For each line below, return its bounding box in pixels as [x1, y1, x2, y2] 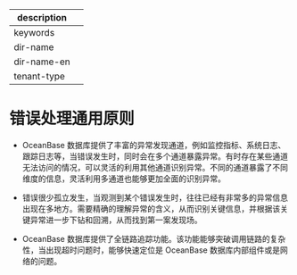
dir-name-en [13, 55, 71, 68]
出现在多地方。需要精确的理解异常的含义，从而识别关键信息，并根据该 [21, 203, 281, 213]
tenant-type [13, 71, 65, 82]
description [17, 12, 67, 23]
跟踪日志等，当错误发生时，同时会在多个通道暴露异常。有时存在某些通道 [21, 151, 288, 162]
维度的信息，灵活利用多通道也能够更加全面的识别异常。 [21, 173, 226, 184]
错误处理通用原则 [9, 109, 136, 129]
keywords [13, 27, 55, 38]
